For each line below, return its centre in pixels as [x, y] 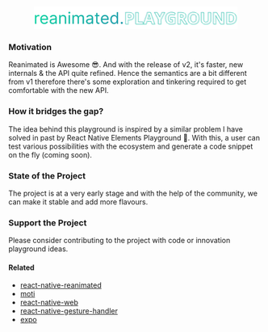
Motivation [30, 48]
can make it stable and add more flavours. [78, 202]
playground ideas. [38, 249]
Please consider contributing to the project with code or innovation [119, 241]
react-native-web [49, 303]
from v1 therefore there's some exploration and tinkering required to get [128, 82]
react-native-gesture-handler [69, 311]
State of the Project [47, 175]
